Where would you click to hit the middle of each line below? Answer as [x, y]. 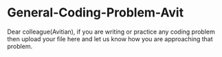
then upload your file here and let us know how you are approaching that [110, 38]
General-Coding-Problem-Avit [96, 13]
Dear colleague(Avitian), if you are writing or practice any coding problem [111, 32]
